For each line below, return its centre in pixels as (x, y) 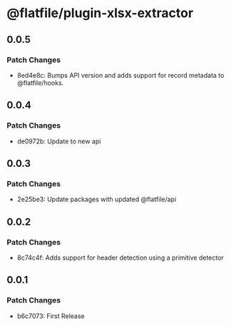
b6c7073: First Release (51, 316)
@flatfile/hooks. (40, 83)
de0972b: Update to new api (59, 141)
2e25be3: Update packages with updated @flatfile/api (97, 199)
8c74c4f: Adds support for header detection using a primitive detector (120, 258)
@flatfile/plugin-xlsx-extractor (100, 13)
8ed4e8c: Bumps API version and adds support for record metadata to (120, 75)
